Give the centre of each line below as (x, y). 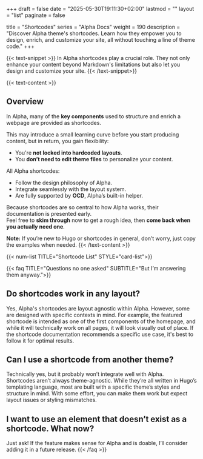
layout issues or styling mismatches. (52, 400)
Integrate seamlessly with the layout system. (71, 189)
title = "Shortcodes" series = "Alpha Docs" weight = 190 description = (93, 27)
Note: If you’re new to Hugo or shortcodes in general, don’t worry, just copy (101, 238)
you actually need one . (35, 226)
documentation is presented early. (49, 213)
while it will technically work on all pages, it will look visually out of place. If (100, 327)
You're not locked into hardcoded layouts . (68, 152)
